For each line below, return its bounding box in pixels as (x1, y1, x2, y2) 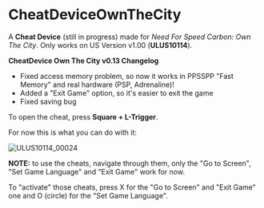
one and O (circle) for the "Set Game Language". (8, 190, 168, 200)
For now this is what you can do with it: (8, 128, 138, 137)
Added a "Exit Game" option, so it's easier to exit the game (19, 88, 214, 97)
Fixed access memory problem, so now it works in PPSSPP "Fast (19, 71, 234, 80)
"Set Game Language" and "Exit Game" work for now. (8, 167, 186, 176)
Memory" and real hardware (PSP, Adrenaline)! (19, 80, 174, 89)
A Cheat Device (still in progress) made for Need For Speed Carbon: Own (8, 32, 251, 41)
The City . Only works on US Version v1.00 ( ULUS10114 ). (8, 40, 193, 49)
